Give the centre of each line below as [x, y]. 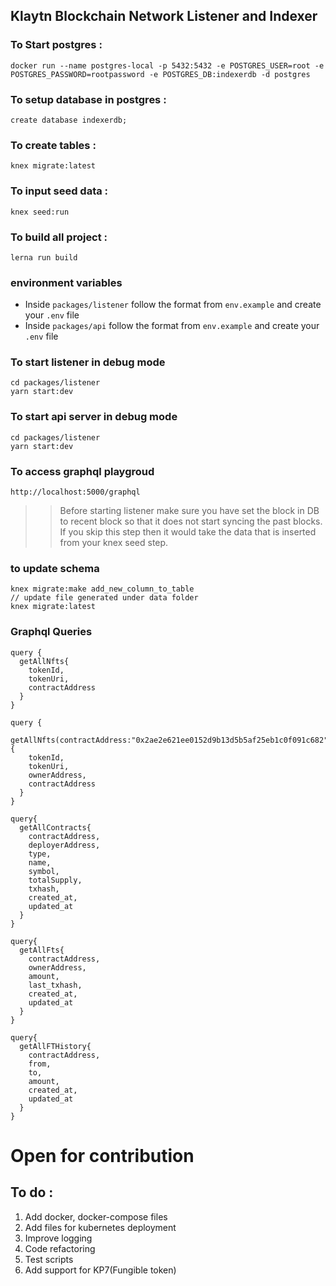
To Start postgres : [56, 45]
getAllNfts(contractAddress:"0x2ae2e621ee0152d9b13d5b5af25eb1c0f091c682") [171, 740]
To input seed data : [59, 191]
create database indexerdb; [69, 120]
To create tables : [53, 145]
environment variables [66, 282]
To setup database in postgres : [88, 99]
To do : [32, 1192]
